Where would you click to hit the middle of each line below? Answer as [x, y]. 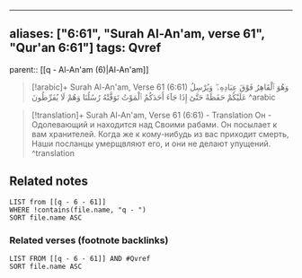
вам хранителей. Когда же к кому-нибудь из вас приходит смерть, [160, 134]
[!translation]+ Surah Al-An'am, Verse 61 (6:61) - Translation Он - [151, 115]
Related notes [49, 182]
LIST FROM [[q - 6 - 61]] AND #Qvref [80, 258]
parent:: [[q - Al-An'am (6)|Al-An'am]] [79, 69]
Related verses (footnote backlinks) [89, 240]
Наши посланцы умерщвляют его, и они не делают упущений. [151, 143]
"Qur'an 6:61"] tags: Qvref [85, 48]
